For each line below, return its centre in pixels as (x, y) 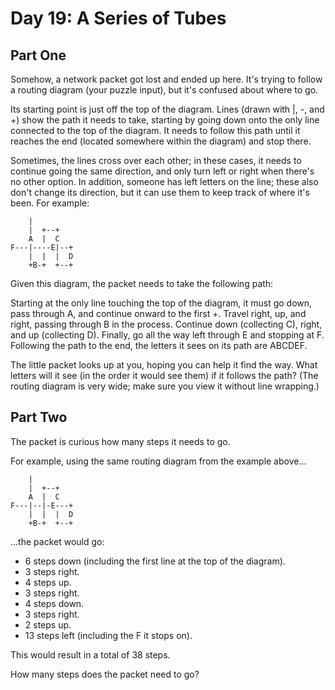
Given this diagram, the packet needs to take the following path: (142, 283)
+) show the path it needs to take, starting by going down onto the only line (165, 120)
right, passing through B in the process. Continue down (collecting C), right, (166, 324)
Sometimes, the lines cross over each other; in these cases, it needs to (156, 160)
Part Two (39, 417)
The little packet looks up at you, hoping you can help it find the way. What (164, 365)
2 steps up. (48, 624)
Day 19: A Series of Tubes (118, 18)
